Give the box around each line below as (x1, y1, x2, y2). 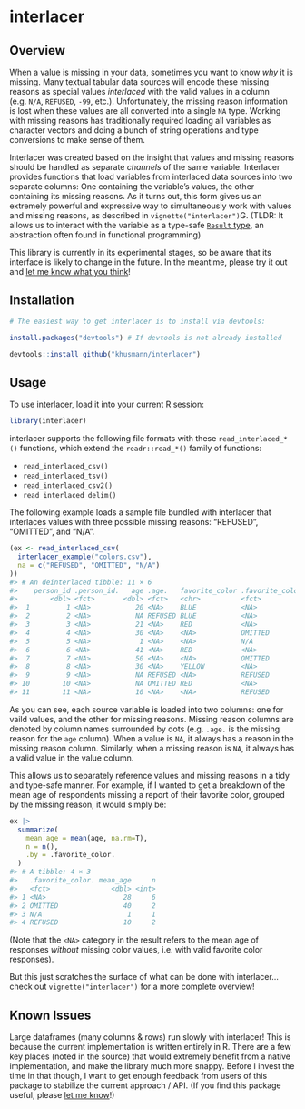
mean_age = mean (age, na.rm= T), (25, 833, 148, 842)
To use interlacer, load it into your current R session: (9, 398, 204, 410)
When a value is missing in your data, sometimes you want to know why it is (9, 66, 293, 77)
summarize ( (17, 825, 59, 834)
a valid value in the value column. (9, 752, 134, 763)
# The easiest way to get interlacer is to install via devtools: (9, 317, 266, 326)
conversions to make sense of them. (9, 135, 145, 145)
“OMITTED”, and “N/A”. (9, 526, 95, 538)
